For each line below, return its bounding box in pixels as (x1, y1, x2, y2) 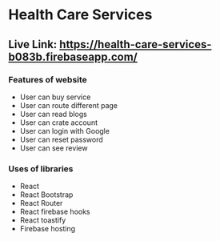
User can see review (19, 143, 88, 153)
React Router (19, 199, 63, 208)
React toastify (19, 215, 66, 225)
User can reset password (19, 135, 104, 144)
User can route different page (19, 100, 118, 110)
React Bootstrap (19, 190, 74, 199)
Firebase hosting (19, 224, 76, 234)
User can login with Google (19, 126, 110, 135)
